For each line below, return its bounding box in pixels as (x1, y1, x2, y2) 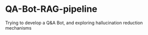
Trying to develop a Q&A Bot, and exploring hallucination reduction (5, 20, 143, 26)
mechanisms (5, 25, 32, 31)
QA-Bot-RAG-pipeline (5, 3, 98, 15)
